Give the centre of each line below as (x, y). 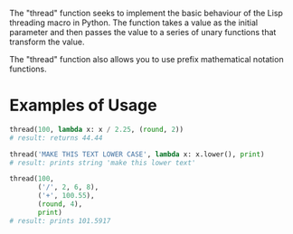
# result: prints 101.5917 (60, 220)
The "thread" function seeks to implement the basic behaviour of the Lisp (146, 13)
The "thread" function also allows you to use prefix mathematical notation (146, 59)
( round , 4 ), (60, 204)
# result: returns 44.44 (56, 138)
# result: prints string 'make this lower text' (103, 163)
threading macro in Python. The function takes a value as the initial (134, 23)
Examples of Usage (83, 105)
